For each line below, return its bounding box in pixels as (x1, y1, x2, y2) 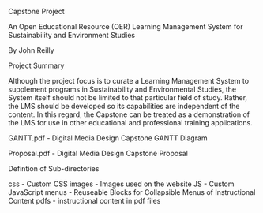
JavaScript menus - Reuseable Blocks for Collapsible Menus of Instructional (8, 188, 256, 196)
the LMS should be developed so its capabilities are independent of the (8, 102, 240, 110)
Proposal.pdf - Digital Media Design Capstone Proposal (8, 149, 188, 158)
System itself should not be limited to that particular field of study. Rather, (8, 93, 247, 102)
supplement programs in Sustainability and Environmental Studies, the (8, 84, 237, 94)
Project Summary (8, 61, 65, 70)
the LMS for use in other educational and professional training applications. (8, 118, 253, 127)
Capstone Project (8, 7, 65, 16)
